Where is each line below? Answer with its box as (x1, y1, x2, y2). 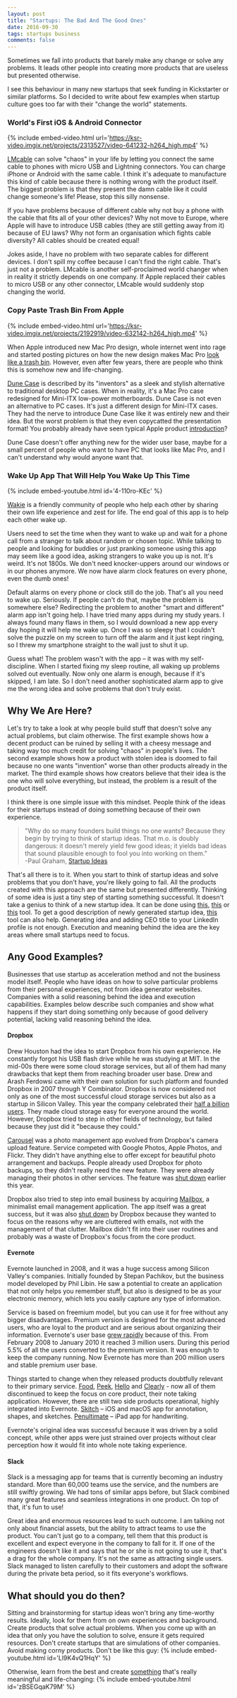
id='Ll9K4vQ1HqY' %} (47, 1654, 111, 1663)
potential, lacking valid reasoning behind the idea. (7, 1015, 152, 1023)
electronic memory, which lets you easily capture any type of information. (7, 1294, 221, 1303)
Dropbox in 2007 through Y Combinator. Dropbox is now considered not (7, 1084, 217, 1093)
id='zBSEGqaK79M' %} (7, 1682, 75, 1691)
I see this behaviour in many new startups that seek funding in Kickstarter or (7, 85, 229, 93)
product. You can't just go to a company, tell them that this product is (7, 1532, 208, 1540)
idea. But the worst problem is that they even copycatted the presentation (7, 416, 221, 425)
